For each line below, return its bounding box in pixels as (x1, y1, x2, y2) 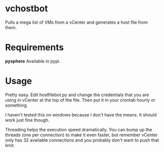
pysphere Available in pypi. (5, 58, 61, 64)
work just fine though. (5, 117, 50, 123)
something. (5, 102, 28, 108)
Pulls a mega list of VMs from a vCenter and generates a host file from (5, 19, 148, 25)
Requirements (5, 42, 64, 53)
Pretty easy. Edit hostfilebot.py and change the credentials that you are (5, 92, 149, 98)
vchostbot (5, 3, 48, 14)
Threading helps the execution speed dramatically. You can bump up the (5, 126, 153, 132)
